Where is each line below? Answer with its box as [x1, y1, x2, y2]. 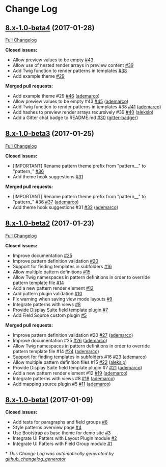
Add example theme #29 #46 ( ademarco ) [12, 93, 100, 99]
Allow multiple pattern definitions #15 [12, 269, 91, 275]
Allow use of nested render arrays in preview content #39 [12, 62, 134, 68]
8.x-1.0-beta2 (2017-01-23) [5, 219, 94, 228]
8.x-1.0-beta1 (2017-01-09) [5, 395, 93, 404]
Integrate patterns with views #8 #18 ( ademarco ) [12, 375, 115, 381]
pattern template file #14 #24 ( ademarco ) [12, 348, 99, 354]
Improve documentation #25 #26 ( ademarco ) [12, 337, 108, 343]
